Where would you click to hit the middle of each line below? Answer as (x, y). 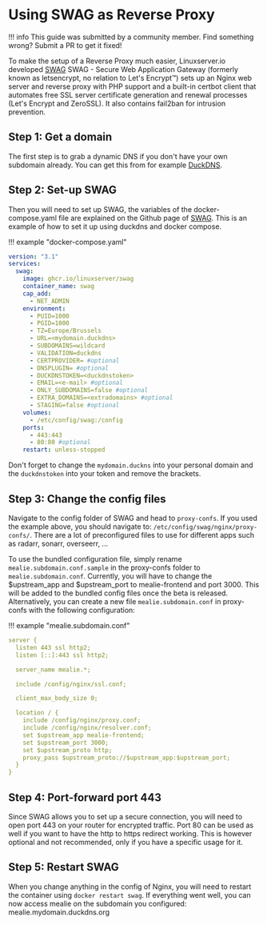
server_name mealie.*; (53, 670)
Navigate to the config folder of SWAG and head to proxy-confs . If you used (133, 518)
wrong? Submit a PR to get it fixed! (65, 45)
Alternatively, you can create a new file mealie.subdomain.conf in (115, 601)
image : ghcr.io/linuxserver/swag (78, 279)
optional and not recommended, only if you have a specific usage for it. (126, 842)
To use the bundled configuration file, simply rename (95, 559)
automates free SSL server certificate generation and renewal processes (128, 94)
